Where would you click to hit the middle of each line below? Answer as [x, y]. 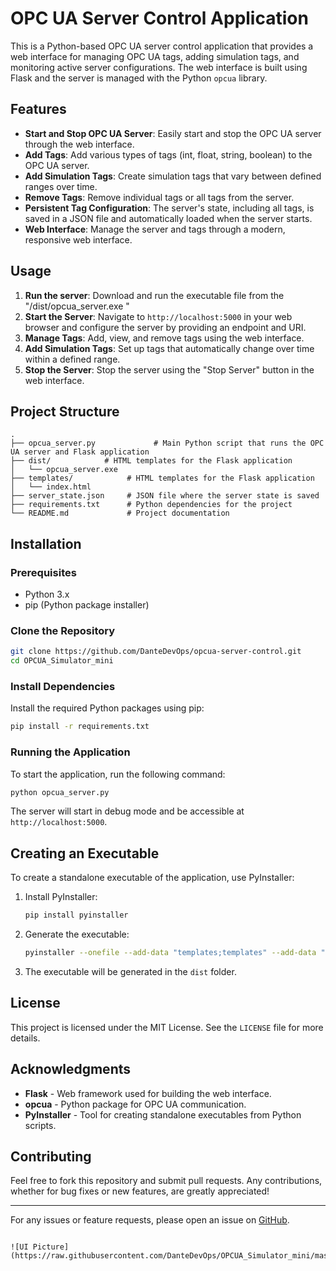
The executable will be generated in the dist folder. [130, 972]
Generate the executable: [77, 934]
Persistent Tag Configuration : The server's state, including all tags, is [169, 208]
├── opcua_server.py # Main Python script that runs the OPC [167, 443]
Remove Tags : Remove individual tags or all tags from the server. [159, 197]
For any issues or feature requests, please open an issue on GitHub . [150, 1220]
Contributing [51, 1157]
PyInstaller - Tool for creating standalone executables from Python [163, 1114]
